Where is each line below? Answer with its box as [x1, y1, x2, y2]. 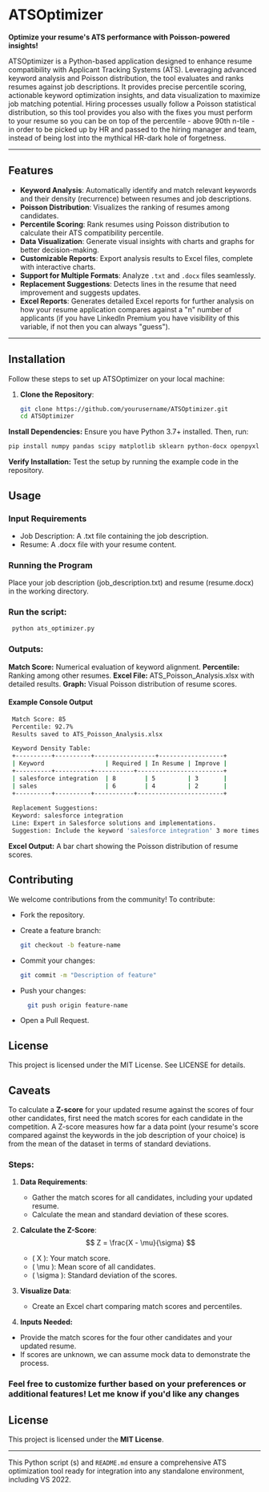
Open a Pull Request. [19, 1016, 90, 1025]
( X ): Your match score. [31, 1254, 110, 1263]
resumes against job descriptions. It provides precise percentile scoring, [8, 82, 247, 92]
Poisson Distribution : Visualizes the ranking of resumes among [19, 202, 230, 212]
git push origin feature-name [27, 1001, 128, 1009]
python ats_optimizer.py [11, 625, 94, 633]
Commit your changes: [19, 956, 95, 965]
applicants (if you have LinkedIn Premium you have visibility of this [19, 313, 240, 323]
